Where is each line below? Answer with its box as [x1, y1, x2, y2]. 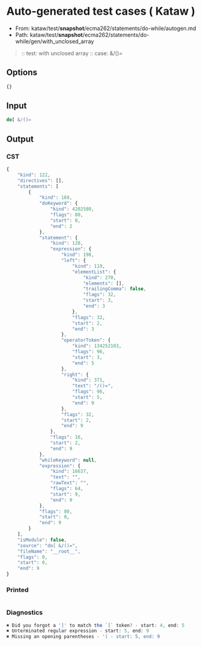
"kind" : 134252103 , [72, 343, 122, 349]
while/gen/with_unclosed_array [15, 37, 94, 45]
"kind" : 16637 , [50, 468, 89, 475]
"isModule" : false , [17, 537, 67, 543]
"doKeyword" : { [39, 201, 78, 207]
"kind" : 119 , [72, 263, 105, 269]
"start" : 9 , [50, 491, 81, 498]
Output [6, 134, 34, 144]
